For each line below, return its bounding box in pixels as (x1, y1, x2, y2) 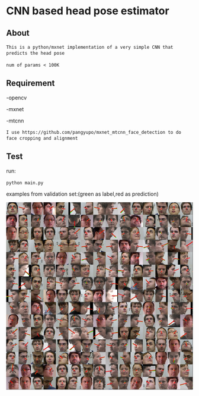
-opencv (6, 94, 27, 101)
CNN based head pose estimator (6, 4, 170, 18)
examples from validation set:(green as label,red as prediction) (6, 190, 159, 197)
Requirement (6, 78, 55, 89)
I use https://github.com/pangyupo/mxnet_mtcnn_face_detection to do (6, 129, 182, 135)
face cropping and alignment (6, 135, 78, 141)
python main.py (6, 180, 44, 186)
